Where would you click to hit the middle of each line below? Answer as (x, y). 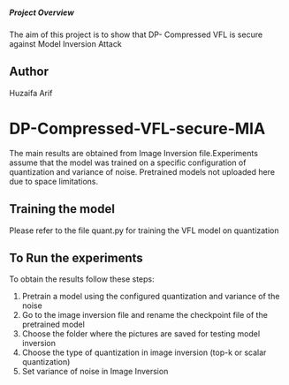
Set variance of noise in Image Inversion (95, 372)
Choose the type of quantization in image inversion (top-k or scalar (144, 352)
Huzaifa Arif (31, 93)
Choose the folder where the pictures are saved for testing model (141, 334)
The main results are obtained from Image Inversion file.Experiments (134, 153)
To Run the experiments (76, 257)
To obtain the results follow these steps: (82, 279)
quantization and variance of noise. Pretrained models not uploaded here (142, 171)
